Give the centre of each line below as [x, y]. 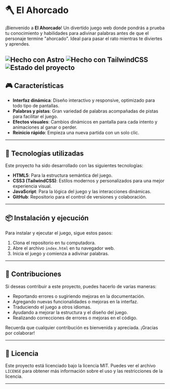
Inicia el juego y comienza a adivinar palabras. [61, 253]
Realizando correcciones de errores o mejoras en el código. [75, 318]
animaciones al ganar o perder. [45, 127]
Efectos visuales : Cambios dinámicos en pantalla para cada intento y [85, 122]
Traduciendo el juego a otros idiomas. [52, 307]
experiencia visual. [32, 186]
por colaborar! [20, 333]
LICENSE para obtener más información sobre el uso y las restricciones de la [84, 371]
